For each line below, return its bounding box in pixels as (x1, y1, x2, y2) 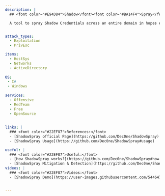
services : (5, 93, 26, 98)
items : (5, 52, 19, 57)
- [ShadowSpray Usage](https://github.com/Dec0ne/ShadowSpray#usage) (9, 139, 155, 143)
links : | (5, 125, 23, 130)
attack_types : (5, 34, 34, 39)
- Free (9, 107, 23, 112)
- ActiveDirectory (9, 65, 48, 70)
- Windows (7, 84, 27, 89)
